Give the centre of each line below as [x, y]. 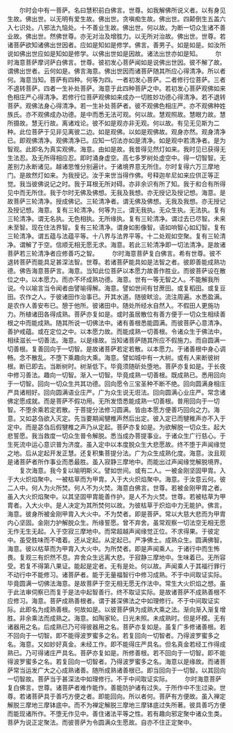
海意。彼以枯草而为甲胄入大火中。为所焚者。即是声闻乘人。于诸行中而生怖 [113, 549]
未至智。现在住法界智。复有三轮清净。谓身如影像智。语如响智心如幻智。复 [113, 227]
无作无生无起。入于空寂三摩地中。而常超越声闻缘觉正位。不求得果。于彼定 [113, 531]
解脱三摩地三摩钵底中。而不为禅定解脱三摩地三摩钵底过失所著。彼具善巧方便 [116, 705]
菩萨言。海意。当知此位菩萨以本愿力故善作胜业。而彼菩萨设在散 [135, 271]
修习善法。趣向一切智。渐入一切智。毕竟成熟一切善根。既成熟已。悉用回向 [119, 375]
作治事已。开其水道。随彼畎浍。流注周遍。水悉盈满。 [150, 297]
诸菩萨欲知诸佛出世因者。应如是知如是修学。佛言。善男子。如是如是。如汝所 [116, 45]
